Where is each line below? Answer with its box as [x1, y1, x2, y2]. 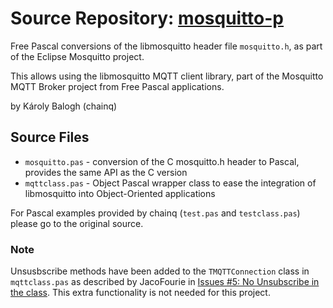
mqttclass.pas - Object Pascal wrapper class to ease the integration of [24, 177, 317, 189]
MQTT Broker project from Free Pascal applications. [10, 80, 225, 92]
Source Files [10, 129, 90, 146]
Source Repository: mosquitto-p [10, 7, 285, 30]
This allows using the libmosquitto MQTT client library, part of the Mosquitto [10, 70, 324, 82]
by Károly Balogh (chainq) [10, 100, 118, 112]
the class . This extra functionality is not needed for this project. [10, 287, 271, 299]
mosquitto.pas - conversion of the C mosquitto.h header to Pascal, [24, 155, 300, 167]
